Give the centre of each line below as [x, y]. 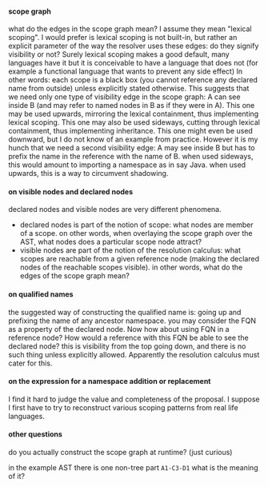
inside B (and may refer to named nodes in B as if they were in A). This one [132, 106]
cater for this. [30, 363]
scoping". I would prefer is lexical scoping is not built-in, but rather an [123, 38]
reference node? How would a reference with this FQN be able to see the [129, 337]
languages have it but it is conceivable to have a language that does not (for [133, 63]
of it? [17, 477]
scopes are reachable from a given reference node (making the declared [140, 259]
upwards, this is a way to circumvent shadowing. [88, 174]
